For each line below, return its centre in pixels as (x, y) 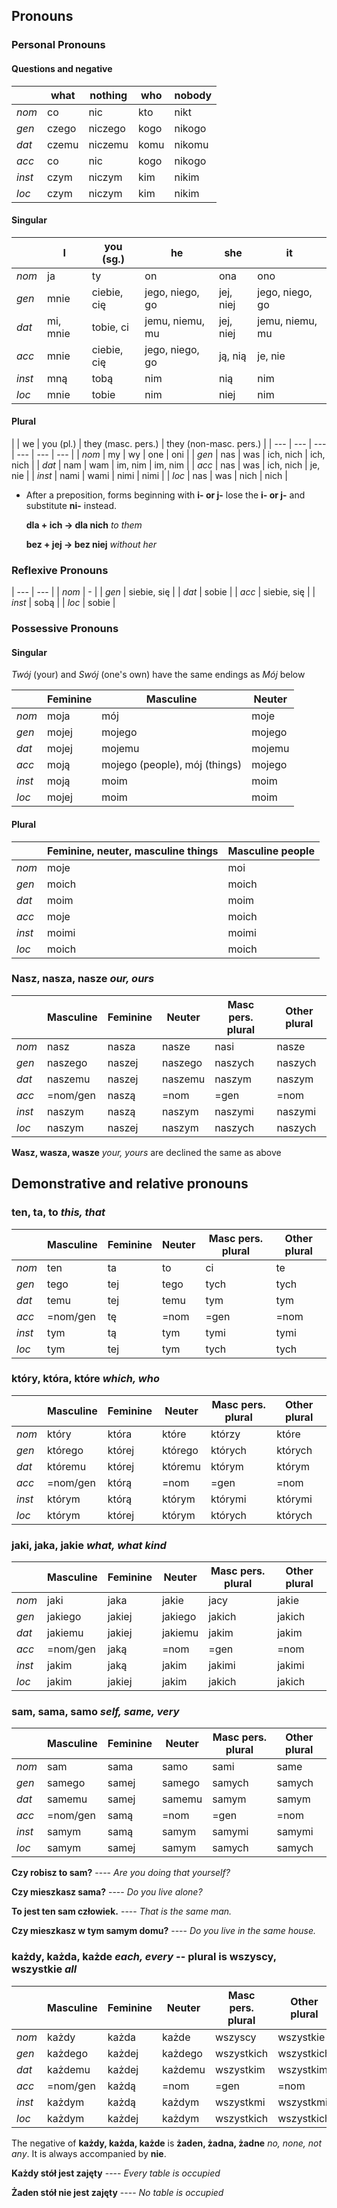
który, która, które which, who (85, 1379)
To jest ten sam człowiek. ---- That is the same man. (122, 1911)
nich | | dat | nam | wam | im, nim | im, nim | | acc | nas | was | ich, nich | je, (166, 465)
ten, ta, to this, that (58, 1212)
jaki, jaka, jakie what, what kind (89, 1545)
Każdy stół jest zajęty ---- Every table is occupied (116, 2173)
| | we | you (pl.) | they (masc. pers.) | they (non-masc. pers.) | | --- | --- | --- (169, 443)
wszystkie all (44, 1969)
